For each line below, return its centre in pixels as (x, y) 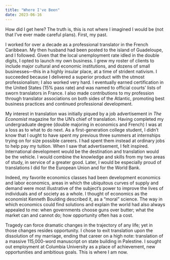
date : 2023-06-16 (24, 15)
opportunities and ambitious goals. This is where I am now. (67, 252)
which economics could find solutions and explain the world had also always (85, 204)
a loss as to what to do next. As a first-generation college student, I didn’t (82, 129)
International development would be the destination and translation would (82, 151)
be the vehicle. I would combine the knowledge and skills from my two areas (85, 157)
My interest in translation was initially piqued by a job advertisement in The (83, 113)
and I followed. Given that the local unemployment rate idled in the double (82, 55)
